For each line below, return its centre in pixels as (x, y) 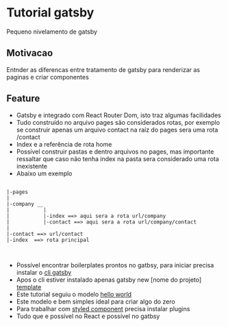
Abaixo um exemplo (44, 173)
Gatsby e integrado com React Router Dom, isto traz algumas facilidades (119, 115)
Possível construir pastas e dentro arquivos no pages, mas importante (115, 152)
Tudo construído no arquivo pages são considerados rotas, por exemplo (118, 122)
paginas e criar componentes (48, 77)
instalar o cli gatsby (44, 272)
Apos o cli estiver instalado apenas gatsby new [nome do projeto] (109, 280)
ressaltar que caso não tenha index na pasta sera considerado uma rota (118, 158)
